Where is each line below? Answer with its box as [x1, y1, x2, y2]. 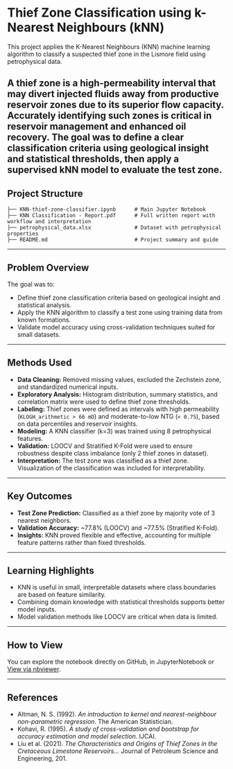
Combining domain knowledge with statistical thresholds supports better [17, 598, 225, 606]
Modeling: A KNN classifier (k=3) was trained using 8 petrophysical [17, 426, 212, 435]
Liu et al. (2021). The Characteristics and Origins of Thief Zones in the [17, 740, 218, 748]
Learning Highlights [7, 564, 95, 576]
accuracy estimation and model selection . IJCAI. [17, 732, 157, 741]
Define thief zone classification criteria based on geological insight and [17, 293, 221, 302]
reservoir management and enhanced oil [7, 121, 187, 132]
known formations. [17, 316, 71, 324]
